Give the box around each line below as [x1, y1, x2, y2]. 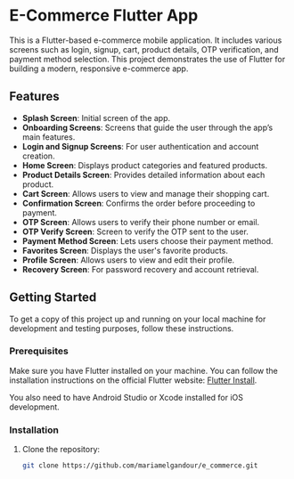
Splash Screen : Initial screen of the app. [21, 112, 171, 123]
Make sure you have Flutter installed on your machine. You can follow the [9, 365, 278, 376]
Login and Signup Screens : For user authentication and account [21, 141, 259, 151]
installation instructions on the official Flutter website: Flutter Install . [9, 375, 257, 386]
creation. [21, 150, 55, 161]
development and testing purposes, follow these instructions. [9, 322, 234, 334]
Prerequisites [9, 345, 69, 357]
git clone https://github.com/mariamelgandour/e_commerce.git [21, 461, 258, 470]
